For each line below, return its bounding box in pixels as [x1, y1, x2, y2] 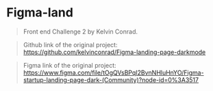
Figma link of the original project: [23, 61, 117, 69]
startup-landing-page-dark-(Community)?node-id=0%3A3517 [23, 75, 199, 83]
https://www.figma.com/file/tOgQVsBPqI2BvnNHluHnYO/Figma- [23, 68, 204, 77]
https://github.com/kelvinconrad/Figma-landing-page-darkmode [23, 48, 206, 56]
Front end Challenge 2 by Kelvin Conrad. [23, 27, 138, 36]
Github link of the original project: [23, 40, 118, 49]
